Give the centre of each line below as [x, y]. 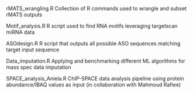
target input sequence [33, 50]
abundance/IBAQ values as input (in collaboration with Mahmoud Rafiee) [94, 85]
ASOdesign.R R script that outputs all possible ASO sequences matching [93, 43]
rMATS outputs [24, 15]
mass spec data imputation [39, 67]
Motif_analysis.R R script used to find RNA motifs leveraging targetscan [92, 26]
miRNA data [20, 32]
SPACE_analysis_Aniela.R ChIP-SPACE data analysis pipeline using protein [95, 79]
